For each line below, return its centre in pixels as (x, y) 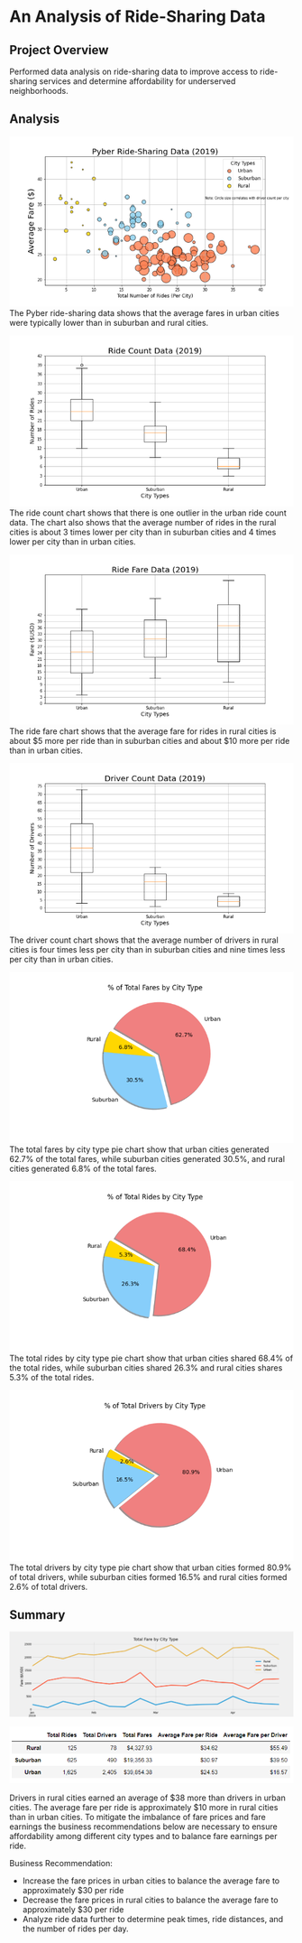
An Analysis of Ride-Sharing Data (137, 17)
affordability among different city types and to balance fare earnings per (143, 1836)
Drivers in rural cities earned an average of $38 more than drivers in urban (148, 1798)
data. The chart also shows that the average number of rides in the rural (143, 522)
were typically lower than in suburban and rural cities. (109, 323)
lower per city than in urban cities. (73, 541)
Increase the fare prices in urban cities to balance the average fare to (151, 1881)
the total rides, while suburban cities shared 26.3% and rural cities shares (146, 1368)
